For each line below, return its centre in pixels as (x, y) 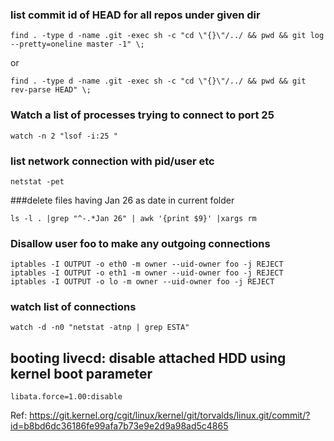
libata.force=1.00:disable (66, 397)
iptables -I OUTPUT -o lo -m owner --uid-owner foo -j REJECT (142, 282)
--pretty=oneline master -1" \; (77, 44)
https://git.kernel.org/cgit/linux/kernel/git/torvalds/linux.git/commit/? (170, 415)
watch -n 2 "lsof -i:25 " (64, 136)
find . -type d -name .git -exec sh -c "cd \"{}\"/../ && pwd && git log (167, 36)
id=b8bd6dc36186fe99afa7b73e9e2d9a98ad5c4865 (119, 426)
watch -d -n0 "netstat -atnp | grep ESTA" (100, 328)
